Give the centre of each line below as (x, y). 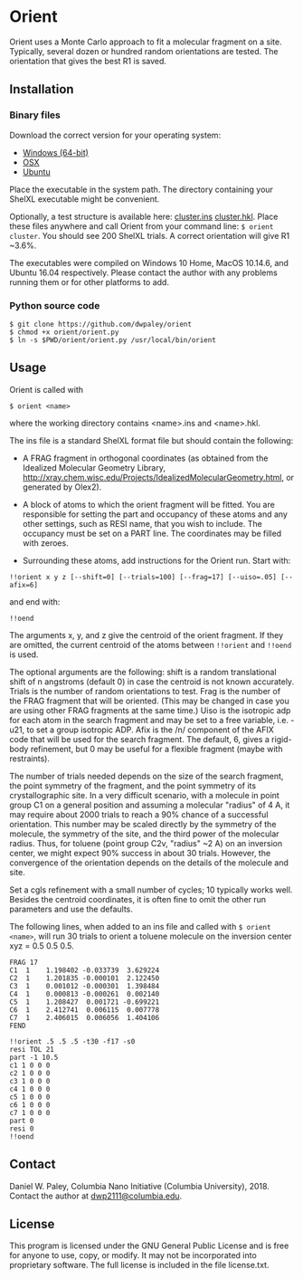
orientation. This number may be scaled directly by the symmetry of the (143, 824)
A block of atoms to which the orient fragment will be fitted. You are (149, 504)
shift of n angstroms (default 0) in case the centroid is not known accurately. (152, 682)
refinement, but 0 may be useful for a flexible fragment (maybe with (156, 749)
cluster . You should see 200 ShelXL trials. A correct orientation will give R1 (150, 235)
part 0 (22, 1121)
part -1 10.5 (34, 1057)
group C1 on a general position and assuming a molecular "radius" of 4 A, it (150, 805)
